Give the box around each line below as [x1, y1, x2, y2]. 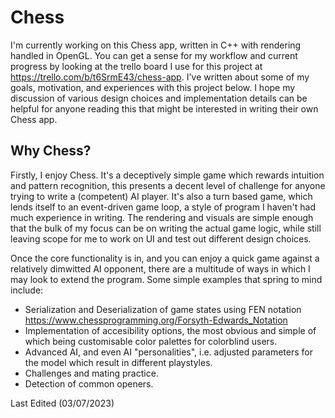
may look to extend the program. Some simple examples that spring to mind [10, 273, 323, 285]
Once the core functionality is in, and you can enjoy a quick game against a [10, 252, 320, 264]
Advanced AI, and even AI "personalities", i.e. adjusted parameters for [24, 346, 313, 358]
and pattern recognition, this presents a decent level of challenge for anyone [10, 179, 326, 191]
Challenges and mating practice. [24, 367, 159, 379]
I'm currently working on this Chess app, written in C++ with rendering [10, 39, 302, 51]
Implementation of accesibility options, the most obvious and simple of [24, 324, 317, 336]
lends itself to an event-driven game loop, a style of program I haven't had [10, 201, 316, 213]
